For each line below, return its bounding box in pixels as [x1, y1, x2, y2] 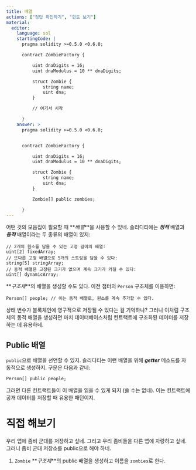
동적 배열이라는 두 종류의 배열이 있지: [6, 231, 91, 238]
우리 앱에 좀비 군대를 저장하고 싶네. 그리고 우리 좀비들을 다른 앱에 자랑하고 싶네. [6, 438, 187, 445]
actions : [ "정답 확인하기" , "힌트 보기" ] [6, 14, 97, 20]
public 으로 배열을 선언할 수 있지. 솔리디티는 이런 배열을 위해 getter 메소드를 [6, 357, 180, 364]
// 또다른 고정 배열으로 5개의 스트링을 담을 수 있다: [6, 255, 118, 261]
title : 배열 [6, 8, 33, 15]
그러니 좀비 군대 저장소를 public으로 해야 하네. [6, 445, 111, 452]
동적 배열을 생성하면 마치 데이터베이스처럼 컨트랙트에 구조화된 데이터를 [16, 314, 178, 321]
